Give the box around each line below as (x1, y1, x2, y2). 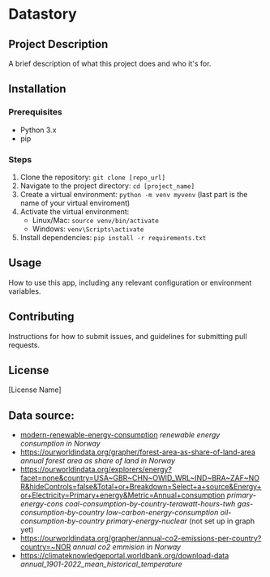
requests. (8, 340, 41, 350)
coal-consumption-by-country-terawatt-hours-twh (64, 499, 236, 509)
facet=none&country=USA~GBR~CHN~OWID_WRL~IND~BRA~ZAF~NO (19, 473, 260, 483)
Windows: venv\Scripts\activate (32, 224, 144, 234)
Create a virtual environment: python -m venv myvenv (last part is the (19, 189, 248, 199)
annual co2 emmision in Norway (72, 542, 181, 552)
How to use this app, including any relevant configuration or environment (8, 278, 252, 287)
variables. (8, 286, 41, 296)
